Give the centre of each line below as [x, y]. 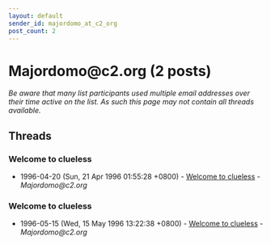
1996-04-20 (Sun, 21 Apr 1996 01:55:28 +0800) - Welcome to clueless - [140, 176]
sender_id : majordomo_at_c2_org [63, 23]
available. [25, 111]
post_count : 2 [32, 31]
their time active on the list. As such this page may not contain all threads [131, 102]
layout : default [36, 16]
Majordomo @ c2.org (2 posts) [110, 71]
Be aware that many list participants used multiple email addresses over [129, 93]
